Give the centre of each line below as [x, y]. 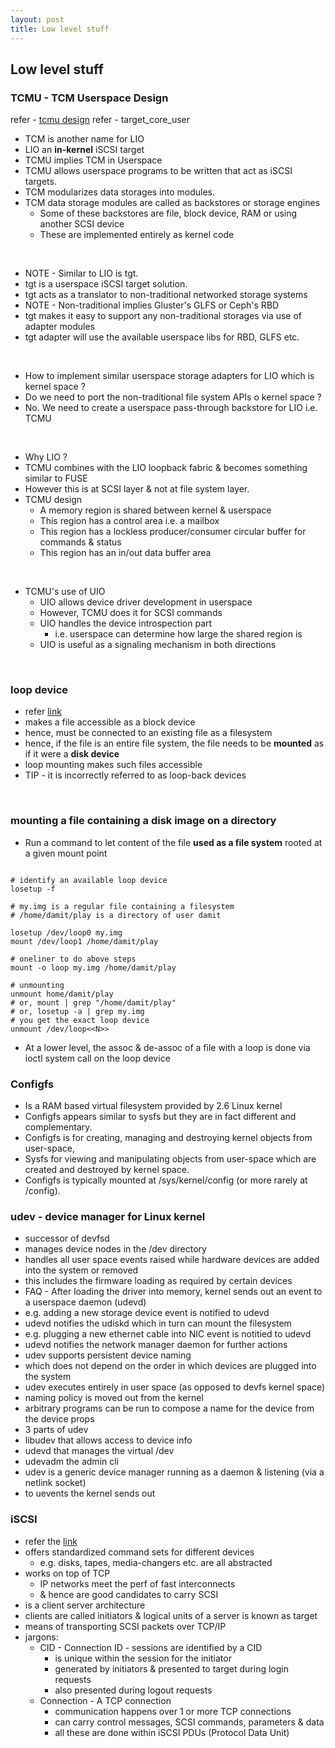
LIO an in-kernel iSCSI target [84, 150]
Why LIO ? [46, 457]
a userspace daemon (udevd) [85, 1302]
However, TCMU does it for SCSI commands [131, 613]
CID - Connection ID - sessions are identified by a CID [151, 1647]
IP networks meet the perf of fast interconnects [137, 1583]
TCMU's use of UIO [65, 592]
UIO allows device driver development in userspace [146, 602]
